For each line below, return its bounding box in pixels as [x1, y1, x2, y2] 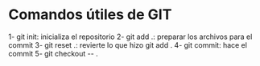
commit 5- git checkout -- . [8, 49, 98, 58]
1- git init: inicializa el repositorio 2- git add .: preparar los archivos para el [8, 32, 253, 41]
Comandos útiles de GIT [8, 6, 172, 24]
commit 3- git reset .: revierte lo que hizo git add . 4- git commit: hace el [8, 40, 248, 49]
